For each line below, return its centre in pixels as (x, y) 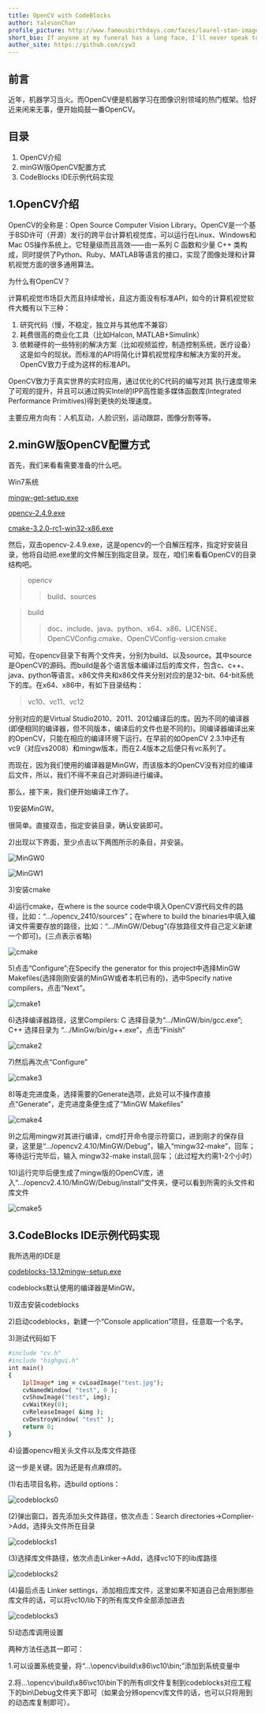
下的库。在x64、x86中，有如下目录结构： (76, 685)
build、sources (72, 597)
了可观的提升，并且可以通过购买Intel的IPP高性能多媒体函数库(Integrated (125, 391)
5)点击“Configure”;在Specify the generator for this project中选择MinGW (124, 968)
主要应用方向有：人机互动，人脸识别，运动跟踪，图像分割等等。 (112, 417)
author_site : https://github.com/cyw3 (72, 45)
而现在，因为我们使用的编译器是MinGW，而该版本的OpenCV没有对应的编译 (131, 765)
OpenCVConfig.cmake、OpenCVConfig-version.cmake (137, 639)
